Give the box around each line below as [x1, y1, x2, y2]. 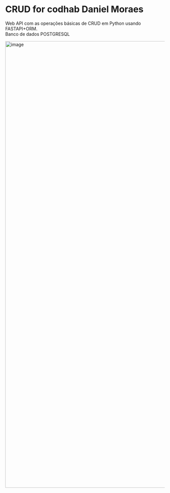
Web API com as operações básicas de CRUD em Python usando [5, 20, 141, 26]
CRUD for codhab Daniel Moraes [5, 4, 144, 15]
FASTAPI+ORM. [5, 25, 38, 31]
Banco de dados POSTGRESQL [5, 31, 70, 37]
